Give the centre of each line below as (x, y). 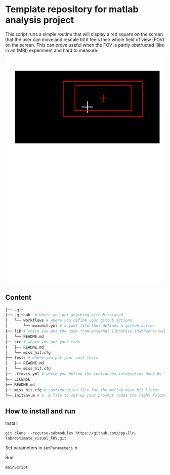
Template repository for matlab (72, 9)
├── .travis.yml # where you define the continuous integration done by (83, 374)
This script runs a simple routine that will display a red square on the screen (84, 34)
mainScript (17, 467)
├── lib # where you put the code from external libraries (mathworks (81, 331)
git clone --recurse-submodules (39, 433)
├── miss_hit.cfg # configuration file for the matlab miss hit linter (82, 390)
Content (18, 298)
